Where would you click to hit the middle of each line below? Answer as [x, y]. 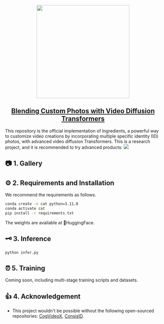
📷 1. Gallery [24, 163]
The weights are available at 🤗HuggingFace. [50, 222]
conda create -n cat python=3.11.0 [42, 204]
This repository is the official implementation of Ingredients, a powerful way [82, 130]
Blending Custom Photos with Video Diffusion [83, 111]
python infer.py [22, 253]
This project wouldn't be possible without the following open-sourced [83, 311]
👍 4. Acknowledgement [43, 296]
